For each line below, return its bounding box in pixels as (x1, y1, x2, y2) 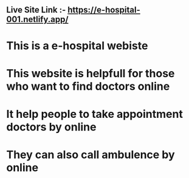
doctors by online (6, 120, 97, 134)
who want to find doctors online (6, 79, 170, 93)
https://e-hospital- (67, 5, 141, 15)
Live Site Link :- (6, 5, 66, 15)
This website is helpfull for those (6, 66, 175, 80)
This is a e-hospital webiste (6, 39, 148, 52)
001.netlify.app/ (6, 15, 69, 25)
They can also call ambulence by (6, 148, 175, 162)
